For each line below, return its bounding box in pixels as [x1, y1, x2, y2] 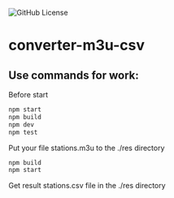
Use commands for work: [8, 68, 140, 82]
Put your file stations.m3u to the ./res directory [8, 143, 165, 153]
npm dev [8, 120, 35, 129]
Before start [8, 90, 49, 99]
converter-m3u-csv [8, 37, 145, 54]
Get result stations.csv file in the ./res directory [8, 181, 166, 191]
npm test [8, 128, 38, 136]
